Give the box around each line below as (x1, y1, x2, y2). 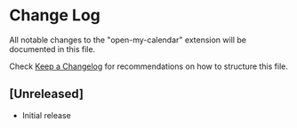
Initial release (21, 109, 71, 120)
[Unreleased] (9, 87, 84, 102)
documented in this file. (9, 43, 96, 54)
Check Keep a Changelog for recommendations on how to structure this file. (9, 61, 289, 72)
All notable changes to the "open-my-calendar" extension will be (9, 34, 247, 45)
